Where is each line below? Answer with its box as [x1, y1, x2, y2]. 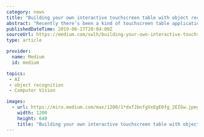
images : [6, 99, 26, 105]
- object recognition [8, 82, 64, 88]
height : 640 [17, 115, 47, 122]
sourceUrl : [6, 32, 34, 38]
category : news [6, 9, 45, 15]
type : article [6, 37, 42, 43]
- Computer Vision [8, 88, 56, 94]
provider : [6, 48, 32, 55]
